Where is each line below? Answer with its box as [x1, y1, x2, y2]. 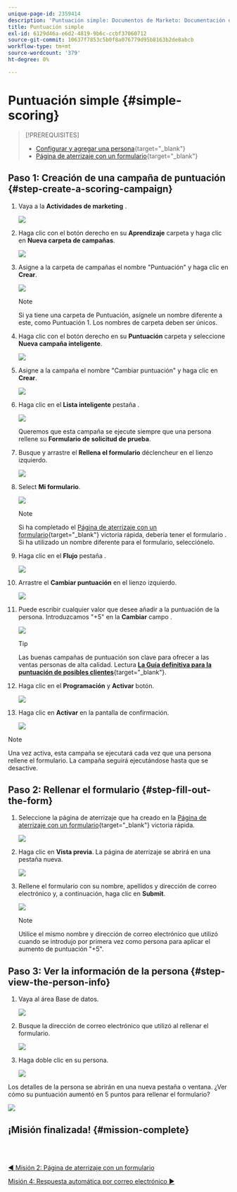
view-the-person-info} [8, 976, 111, 988]
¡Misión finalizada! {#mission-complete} [8, 1124, 190, 1136]
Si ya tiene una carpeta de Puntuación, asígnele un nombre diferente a [18, 311, 223, 319]
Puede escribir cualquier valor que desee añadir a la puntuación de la [18, 605, 220, 614]
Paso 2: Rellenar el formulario [8, 784, 140, 796]
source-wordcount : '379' [8, 50, 81, 57]
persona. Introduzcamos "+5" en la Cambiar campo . [18, 612, 173, 621]
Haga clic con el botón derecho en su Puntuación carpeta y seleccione [18, 332, 226, 340]
